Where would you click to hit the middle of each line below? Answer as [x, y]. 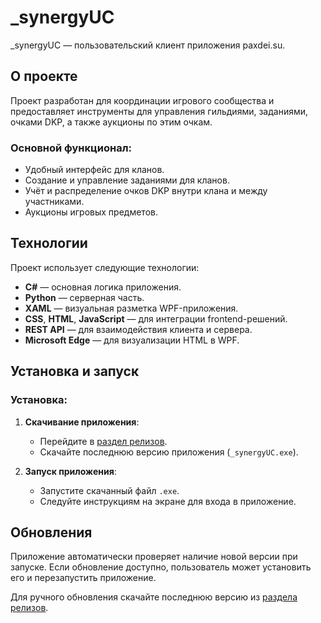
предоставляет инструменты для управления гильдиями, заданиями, [159, 111]
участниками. [54, 202]
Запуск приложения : [70, 471]
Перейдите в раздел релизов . [103, 441]
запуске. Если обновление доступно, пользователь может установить [161, 567]
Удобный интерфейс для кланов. [94, 170]
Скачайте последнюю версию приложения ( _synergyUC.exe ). [169, 452]
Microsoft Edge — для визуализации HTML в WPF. [132, 340]
